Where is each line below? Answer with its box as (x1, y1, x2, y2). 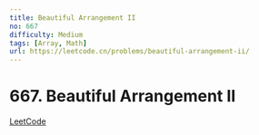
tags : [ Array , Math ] (9, 38, 88, 48)
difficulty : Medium (9, 30, 84, 39)
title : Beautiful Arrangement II (9, 13, 136, 23)
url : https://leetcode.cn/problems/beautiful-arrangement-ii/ (9, 47, 250, 56)
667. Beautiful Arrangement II (9, 86, 236, 107)
